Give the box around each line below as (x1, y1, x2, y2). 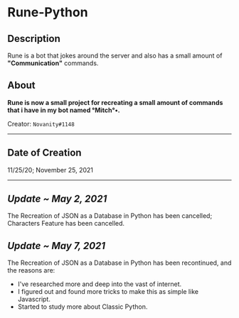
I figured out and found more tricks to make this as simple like (17, 287, 199, 296)
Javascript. (17, 295, 51, 304)
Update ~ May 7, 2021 (7, 239, 105, 252)
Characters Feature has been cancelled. (7, 219, 125, 228)
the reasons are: (7, 266, 55, 275)
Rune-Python (7, 4, 88, 21)
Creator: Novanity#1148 (7, 119, 75, 128)
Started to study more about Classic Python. (17, 302, 148, 311)
